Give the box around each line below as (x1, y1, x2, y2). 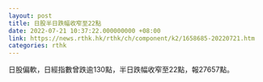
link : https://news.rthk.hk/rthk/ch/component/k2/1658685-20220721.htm (8, 34, 255, 43)
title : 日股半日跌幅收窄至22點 (8, 19, 102, 27)
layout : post (8, 11, 53, 20)
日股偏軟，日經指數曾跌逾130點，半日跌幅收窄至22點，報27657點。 (8, 65, 235, 75)
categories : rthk (8, 42, 67, 50)
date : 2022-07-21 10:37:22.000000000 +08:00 (8, 27, 161, 35)
